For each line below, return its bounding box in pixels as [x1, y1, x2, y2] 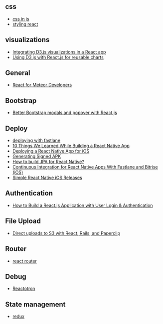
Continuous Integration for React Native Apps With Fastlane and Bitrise [12, 164, 158, 170]
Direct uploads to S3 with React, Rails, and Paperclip [12, 230, 121, 236]
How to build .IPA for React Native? [12, 158, 85, 165]
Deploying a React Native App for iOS [12, 148, 90, 154]
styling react [12, 21, 38, 27]
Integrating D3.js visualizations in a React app [12, 48, 106, 55]
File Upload [5, 217, 41, 225]
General [5, 68, 31, 77]
